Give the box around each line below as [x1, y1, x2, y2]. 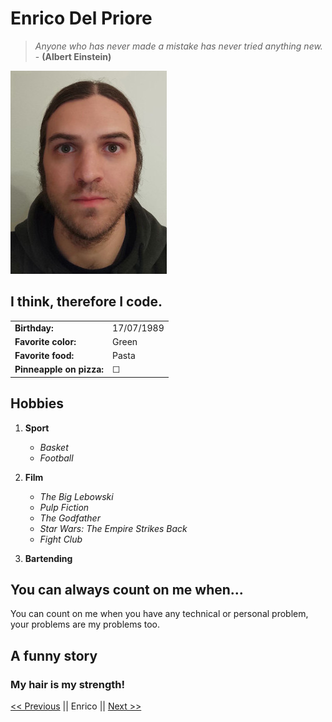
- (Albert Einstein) [34, 50, 112, 62]
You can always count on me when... [10, 581, 244, 598]
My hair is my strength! [10, 677, 126, 691]
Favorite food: [14, 350, 75, 361]
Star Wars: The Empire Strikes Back [39, 522, 188, 534]
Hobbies [10, 395, 65, 412]
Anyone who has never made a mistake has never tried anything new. [34, 40, 323, 52]
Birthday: [14, 322, 54, 334]
